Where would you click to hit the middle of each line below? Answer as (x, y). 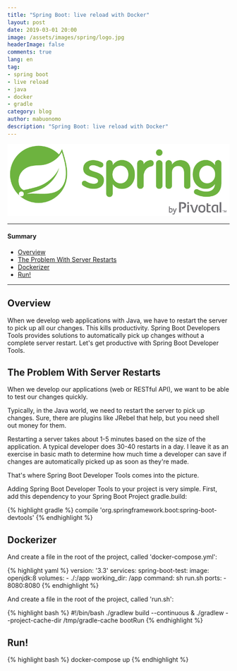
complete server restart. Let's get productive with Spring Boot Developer (113, 343)
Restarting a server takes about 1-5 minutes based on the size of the (107, 439)
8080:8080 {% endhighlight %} (53, 586)
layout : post (26, 22)
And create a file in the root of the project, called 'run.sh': (91, 599)
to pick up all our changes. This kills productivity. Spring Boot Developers (114, 327)
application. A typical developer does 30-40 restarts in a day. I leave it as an (118, 447)
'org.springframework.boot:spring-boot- (158, 510)
